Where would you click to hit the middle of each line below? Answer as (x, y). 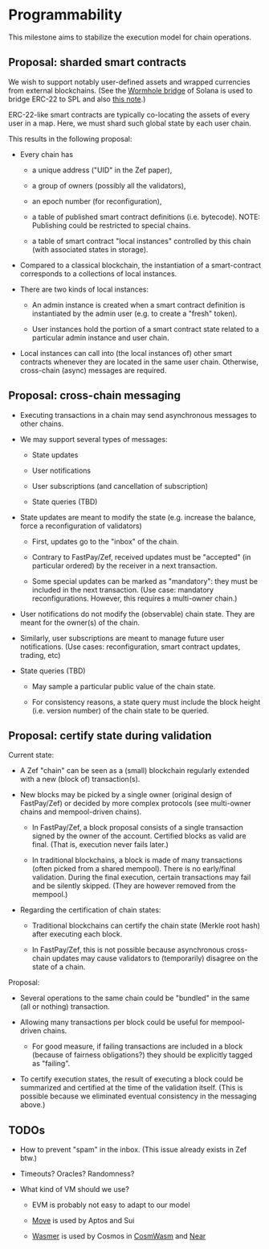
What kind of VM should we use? (75, 1189)
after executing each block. (77, 934)
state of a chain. (59, 967)
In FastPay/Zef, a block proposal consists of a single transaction (137, 828)
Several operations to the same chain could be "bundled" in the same (135, 998)
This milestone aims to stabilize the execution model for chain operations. (130, 37)
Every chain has (47, 154)
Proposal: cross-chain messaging (94, 396)
